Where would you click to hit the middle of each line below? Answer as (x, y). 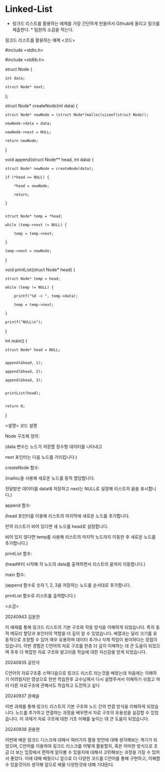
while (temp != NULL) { (30, 287)
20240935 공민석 (22, 662)
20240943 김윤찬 (23, 617)
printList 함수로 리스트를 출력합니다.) (41, 595)
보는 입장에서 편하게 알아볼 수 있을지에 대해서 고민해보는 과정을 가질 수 (83, 752)
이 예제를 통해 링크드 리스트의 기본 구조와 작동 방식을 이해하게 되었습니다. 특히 (80, 627)
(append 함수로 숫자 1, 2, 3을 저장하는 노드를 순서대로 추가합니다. (68, 585)
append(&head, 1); (24, 363)
